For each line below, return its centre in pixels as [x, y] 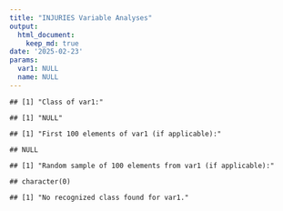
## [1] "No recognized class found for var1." [99, 197]
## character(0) [40, 181]
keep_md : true [52, 43]
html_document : [46, 35]
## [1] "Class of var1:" [56, 102]
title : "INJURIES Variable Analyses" [81, 18]
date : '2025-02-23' [46, 52]
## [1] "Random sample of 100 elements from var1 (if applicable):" [142, 166]
